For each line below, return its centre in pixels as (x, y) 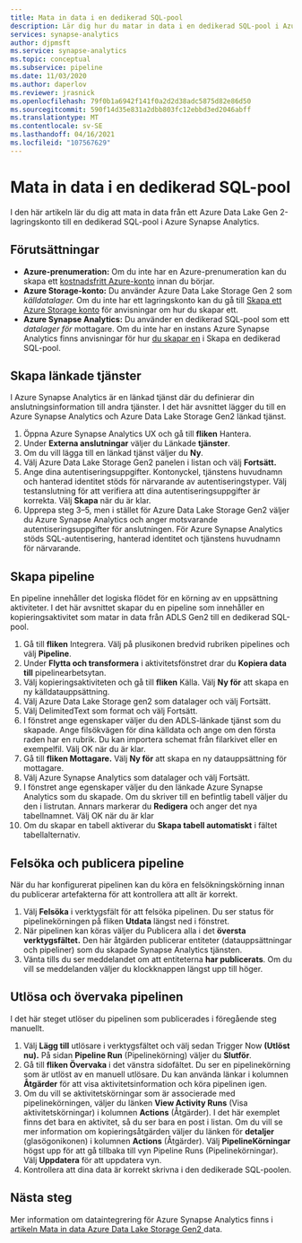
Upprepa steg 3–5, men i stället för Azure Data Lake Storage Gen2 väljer (156, 510)
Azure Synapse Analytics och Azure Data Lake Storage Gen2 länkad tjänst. (148, 416)
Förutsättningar (55, 250)
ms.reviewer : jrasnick (52, 92)
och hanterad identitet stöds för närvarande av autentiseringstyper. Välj (155, 482)
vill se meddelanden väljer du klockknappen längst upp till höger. (143, 968)
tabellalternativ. (52, 835)
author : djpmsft (40, 43)
